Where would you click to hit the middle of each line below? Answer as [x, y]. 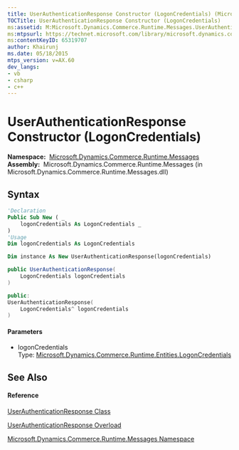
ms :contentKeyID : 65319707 [47, 41]
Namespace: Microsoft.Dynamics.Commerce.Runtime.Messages [103, 157]
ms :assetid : [25, 27]
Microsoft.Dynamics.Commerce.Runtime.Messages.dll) [88, 172]
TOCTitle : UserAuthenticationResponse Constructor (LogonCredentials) [114, 21]
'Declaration [27, 211]
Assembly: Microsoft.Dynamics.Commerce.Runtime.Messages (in [105, 164]
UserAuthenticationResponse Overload [64, 425]
